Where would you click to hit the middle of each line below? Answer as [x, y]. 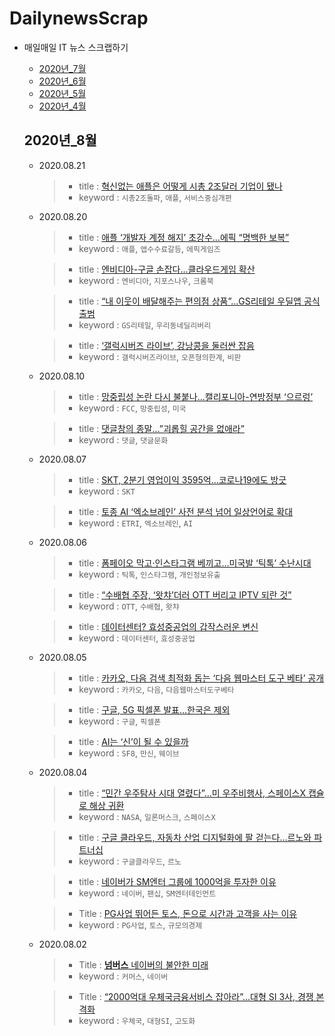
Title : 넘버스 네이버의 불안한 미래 [143, 964]
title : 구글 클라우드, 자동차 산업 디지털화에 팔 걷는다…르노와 [195, 837]
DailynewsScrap [79, 18]
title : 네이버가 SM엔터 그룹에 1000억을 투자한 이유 [177, 881]
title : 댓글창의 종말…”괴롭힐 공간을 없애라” [161, 428]
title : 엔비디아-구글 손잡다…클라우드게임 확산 [167, 269]
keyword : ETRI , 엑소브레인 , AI [136, 523]
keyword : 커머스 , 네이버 [123, 976]
